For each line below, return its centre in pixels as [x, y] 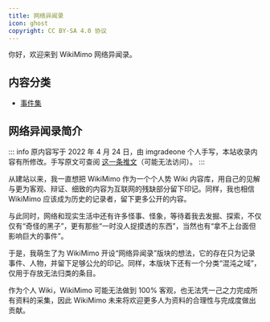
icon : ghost [28, 23]
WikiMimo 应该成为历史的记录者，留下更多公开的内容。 [100, 199]
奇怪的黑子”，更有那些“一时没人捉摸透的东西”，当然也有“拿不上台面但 [141, 226]
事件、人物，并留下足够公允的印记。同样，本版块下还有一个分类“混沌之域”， [135, 263]
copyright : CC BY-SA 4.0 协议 [57, 31]
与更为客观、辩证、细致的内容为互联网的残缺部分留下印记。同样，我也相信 [131, 189]
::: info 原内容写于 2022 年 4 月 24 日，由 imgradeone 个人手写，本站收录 [130, 152]
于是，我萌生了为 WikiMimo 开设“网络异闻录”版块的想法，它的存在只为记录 [132, 253]
